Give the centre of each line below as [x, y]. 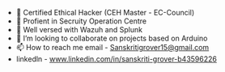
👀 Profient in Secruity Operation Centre [81, 21]
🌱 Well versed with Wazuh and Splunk [79, 30]
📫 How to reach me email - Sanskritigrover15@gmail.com [112, 47]
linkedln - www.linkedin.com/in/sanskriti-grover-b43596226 [116, 59]
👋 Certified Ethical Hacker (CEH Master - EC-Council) [105, 13]
